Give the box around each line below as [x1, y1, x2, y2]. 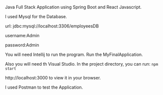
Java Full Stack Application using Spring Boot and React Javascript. [5, 4, 142, 10]
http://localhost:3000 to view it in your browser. [5, 75, 101, 80]
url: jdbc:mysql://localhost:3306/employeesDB [5, 23, 99, 29]
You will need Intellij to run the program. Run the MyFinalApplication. [5, 51, 143, 57]
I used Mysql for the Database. [5, 14, 67, 19]
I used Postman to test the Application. [5, 84, 83, 90]
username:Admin [5, 33, 40, 38]
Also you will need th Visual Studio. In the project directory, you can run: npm [5, 61, 158, 67]
